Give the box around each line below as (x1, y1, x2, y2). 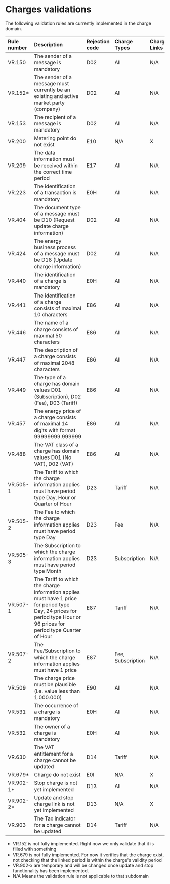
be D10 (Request (34, 216, 75, 223)
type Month (34, 567, 62, 574)
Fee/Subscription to (34, 647, 81, 654)
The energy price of (34, 407, 81, 414)
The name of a (34, 319, 69, 326)
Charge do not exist (34, 771, 81, 778)
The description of (34, 346, 78, 353)
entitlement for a (34, 750, 73, 757)
